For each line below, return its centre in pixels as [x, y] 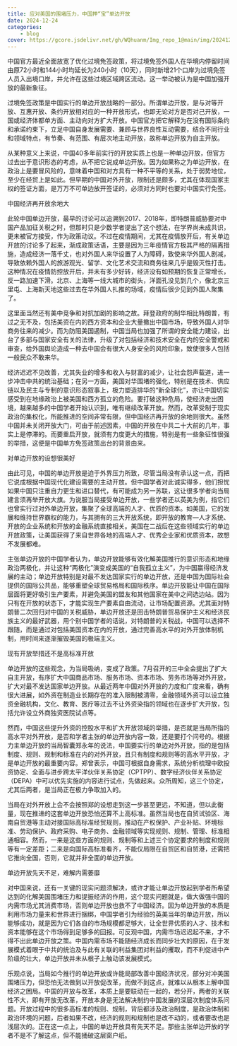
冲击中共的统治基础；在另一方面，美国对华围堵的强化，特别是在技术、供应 [121, 381]
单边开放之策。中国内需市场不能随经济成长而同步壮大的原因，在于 [127, 941]
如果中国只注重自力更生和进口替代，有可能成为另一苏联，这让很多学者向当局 [119, 491]
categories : [25, 27]
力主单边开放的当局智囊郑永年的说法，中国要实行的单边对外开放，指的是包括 [119, 745]
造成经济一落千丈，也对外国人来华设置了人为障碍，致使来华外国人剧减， [124, 254]
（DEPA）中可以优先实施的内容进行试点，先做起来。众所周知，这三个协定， [117, 781]
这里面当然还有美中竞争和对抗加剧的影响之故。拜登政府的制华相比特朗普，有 [119, 313]
